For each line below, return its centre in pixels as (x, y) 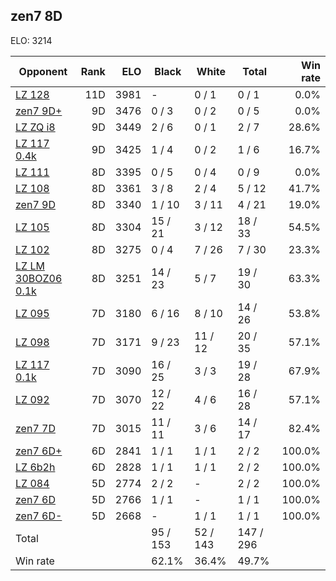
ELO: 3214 (31, 40)
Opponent (43, 71)
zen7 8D (36, 16)
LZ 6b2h (35, 467)
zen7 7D (35, 428)
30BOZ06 (39, 278)
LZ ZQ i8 (35, 127)
